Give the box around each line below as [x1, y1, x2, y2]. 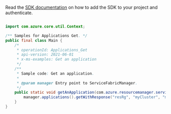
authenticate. [5, 10, 33, 16]
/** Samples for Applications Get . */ [5, 33, 88, 38]
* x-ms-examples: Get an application [16, 57, 97, 62]
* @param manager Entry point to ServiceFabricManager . [16, 80, 138, 85]
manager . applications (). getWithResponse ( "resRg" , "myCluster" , [23, 95, 160, 100]
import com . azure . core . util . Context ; [5, 24, 85, 29]
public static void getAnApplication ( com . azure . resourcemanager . [14, 90, 156, 95]
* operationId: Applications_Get [16, 47, 88, 52]
